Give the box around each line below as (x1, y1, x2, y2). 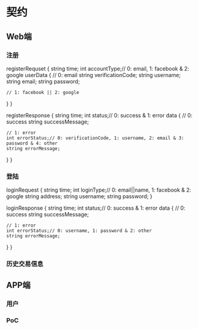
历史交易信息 (6, 260, 44, 268)
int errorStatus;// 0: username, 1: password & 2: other (6, 228, 152, 234)
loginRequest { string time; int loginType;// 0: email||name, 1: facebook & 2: (6, 186, 191, 193)
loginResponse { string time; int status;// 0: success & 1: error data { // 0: (6, 204, 185, 211)
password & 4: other (6, 140, 58, 146)
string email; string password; (6, 78, 80, 85)
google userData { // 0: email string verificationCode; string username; (6, 71, 181, 78)
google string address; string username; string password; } (6, 193, 153, 200)
